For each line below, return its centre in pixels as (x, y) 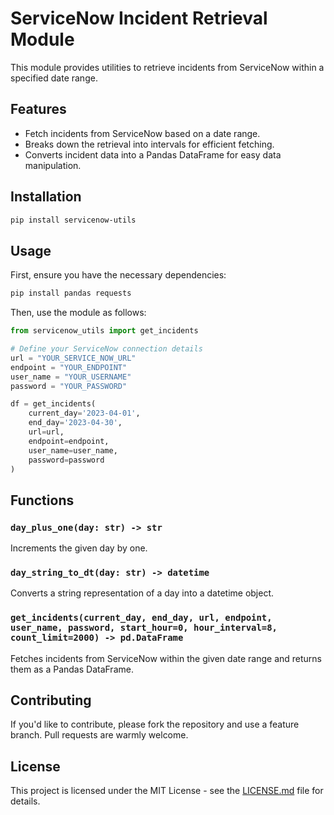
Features (38, 109)
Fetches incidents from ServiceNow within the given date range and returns (166, 658)
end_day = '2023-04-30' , (75, 423)
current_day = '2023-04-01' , (84, 413)
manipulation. (53, 165)
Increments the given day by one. (79, 548)
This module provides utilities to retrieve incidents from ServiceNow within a (167, 67)
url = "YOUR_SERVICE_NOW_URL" (73, 358)
